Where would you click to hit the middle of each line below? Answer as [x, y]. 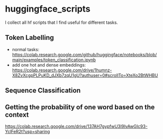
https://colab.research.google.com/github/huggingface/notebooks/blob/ [84, 54]
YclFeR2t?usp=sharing [27, 131]
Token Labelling [30, 38]
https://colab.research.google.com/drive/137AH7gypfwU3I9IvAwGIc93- [76, 126]
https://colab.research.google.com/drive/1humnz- [62, 70]
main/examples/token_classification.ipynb [54, 60]
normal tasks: [26, 49]
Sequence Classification [43, 91]
